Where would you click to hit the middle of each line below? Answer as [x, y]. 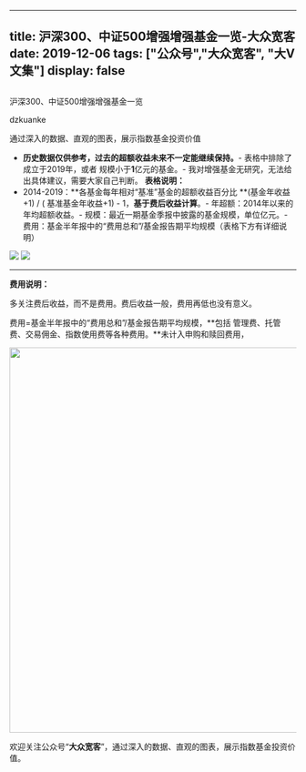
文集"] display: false [67, 71]
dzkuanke [28, 119]
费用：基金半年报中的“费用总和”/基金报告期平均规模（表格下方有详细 [151, 226]
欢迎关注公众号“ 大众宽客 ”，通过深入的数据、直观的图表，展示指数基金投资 [149, 747]
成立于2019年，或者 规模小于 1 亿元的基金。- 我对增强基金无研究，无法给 [157, 168]
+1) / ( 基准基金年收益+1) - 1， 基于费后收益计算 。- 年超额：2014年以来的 [158, 203]
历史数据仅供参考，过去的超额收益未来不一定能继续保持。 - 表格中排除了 [158, 157]
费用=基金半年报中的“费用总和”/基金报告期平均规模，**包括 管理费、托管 [145, 322]
